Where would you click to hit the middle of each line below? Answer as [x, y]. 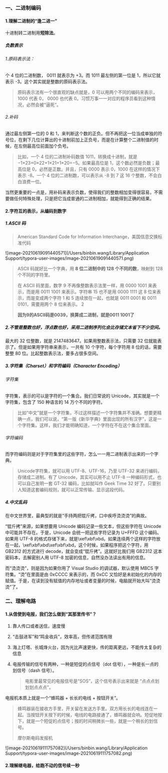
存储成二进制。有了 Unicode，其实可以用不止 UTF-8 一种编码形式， [87, 477]
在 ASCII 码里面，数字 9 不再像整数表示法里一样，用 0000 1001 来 [85, 286]
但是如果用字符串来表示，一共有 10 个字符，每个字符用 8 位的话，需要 [90, 347]
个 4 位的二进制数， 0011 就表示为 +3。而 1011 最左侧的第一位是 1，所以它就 [83, 75]
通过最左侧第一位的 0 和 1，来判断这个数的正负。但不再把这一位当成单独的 [82, 133]
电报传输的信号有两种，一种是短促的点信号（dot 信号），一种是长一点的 [85, 664]
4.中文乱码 [16, 502]
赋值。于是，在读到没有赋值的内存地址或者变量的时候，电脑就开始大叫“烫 [81, 581]
